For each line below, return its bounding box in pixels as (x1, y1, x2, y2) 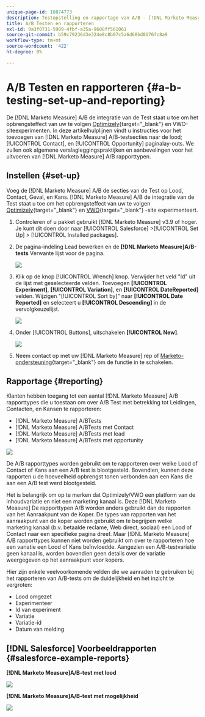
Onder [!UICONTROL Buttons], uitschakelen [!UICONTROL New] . (15, 329, 179, 336)
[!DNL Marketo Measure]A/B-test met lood (6, 669, 117, 677)
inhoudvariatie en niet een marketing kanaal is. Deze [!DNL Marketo (6, 498, 176, 505)
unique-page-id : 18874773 (6, 9, 72, 15)
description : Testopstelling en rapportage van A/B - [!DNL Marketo (6, 15, 184, 21)
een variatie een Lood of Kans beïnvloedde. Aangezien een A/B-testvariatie (6, 543, 196, 551)
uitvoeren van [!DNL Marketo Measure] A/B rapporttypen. (6, 152, 151, 160)
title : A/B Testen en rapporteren (6, 20, 95, 26)
